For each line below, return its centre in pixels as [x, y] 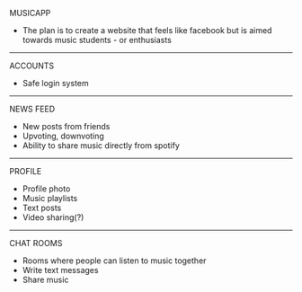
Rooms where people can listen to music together [114, 261]
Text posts [42, 208]
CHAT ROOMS [36, 243]
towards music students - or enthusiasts [97, 40]
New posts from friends [66, 126]
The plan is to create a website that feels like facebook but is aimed [147, 30]
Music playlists [50, 198]
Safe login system [55, 83]
